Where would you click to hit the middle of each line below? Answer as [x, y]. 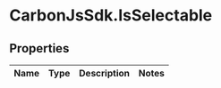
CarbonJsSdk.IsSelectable [111, 16]
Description [104, 73]
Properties [39, 48]
